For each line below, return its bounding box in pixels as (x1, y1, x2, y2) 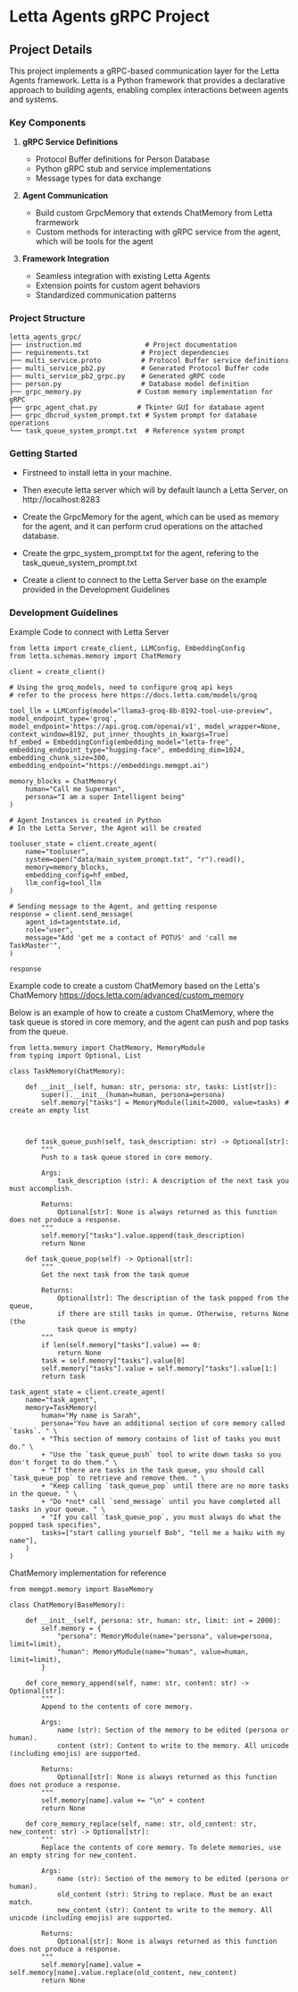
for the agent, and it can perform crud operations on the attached (21, 520, 263, 531)
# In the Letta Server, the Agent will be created (9, 824, 202, 833)
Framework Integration (21, 253, 110, 265)
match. (9, 1898, 34, 1907)
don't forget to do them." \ (9, 1458, 118, 1467)
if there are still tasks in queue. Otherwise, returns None (56, 1310, 290, 1319)
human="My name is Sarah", (41, 1411, 142, 1421)
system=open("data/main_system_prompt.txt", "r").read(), (25, 856, 245, 865)
